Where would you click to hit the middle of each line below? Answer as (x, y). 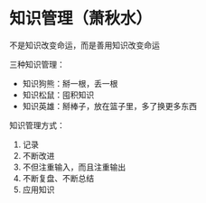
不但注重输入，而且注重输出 (74, 167)
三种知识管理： (37, 64)
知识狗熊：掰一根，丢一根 (70, 83)
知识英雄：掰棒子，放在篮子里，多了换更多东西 (109, 106)
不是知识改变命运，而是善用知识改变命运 (84, 45)
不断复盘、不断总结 (58, 178)
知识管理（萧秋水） (81, 18)
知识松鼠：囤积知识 (58, 95)
